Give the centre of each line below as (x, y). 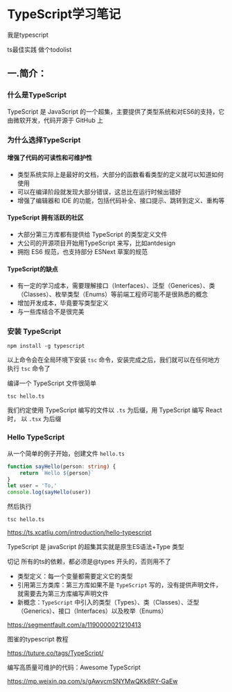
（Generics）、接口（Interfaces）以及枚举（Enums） (92, 611)
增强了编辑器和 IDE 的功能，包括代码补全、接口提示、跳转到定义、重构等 (121, 200)
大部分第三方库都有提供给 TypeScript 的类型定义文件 (92, 234)
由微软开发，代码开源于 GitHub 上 (55, 120)
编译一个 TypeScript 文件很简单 (52, 383)
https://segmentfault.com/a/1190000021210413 (74, 625)
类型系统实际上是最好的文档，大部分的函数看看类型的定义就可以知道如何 (120, 174)
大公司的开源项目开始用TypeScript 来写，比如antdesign (96, 243)
